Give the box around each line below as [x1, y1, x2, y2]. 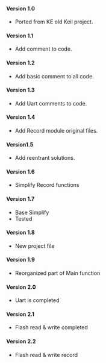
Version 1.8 [6, 229, 35, 236]
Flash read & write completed [14, 324, 89, 331]
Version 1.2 [6, 59, 35, 66]
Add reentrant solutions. [14, 154, 75, 162]
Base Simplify [14, 209, 49, 216]
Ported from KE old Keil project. [14, 18, 93, 25]
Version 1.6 [6, 168, 35, 175]
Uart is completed [14, 297, 60, 304]
